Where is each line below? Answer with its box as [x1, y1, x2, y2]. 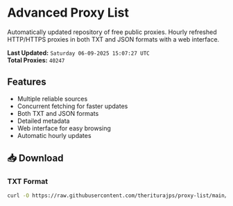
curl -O [7, 192, 30, 199]
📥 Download [7, 153, 64, 164]
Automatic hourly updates [17, 131, 92, 139]
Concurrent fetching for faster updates [17, 102, 128, 110]
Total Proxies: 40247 [7, 55, 65, 64]
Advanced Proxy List [7, 5, 130, 21]
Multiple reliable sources [17, 94, 88, 103]
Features [7, 76, 46, 88]
